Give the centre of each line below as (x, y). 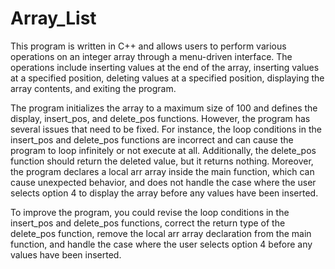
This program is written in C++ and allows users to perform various (148, 46)
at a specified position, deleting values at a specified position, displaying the (167, 78)
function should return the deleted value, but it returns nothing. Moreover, (162, 161)
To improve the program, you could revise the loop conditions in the (150, 212)
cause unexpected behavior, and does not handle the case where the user (163, 182)
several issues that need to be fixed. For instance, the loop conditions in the (166, 129)
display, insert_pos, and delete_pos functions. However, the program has (160, 118)
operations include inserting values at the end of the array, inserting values (165, 67)
